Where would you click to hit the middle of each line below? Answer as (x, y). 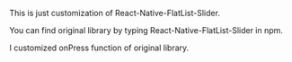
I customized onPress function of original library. (99, 48)
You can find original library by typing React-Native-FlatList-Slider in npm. (146, 30)
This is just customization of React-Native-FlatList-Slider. (115, 13)
